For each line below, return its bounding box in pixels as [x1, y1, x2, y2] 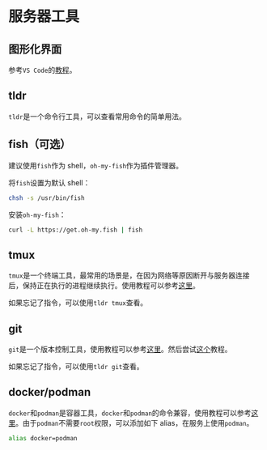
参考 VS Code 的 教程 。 [8, 66, 77, 74]
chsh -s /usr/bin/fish [8, 193, 85, 202]
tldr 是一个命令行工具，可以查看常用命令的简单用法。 [8, 111, 186, 121]
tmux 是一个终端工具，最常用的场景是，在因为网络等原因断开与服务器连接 [8, 270, 250, 280]
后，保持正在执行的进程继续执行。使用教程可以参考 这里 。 [8, 281, 200, 291]
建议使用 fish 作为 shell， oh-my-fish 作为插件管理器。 [8, 160, 184, 170]
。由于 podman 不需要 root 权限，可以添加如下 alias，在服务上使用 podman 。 [15, 418, 254, 427]
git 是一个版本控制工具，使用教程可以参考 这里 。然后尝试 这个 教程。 [8, 345, 232, 354]
